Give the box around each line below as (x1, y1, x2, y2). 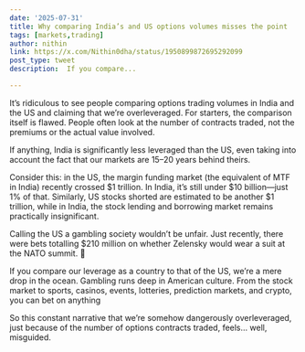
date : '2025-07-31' (9, 13, 84, 23)
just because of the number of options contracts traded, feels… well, (9, 322, 268, 333)
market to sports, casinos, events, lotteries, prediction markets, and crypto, (9, 284, 292, 295)
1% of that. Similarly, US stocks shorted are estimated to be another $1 (9, 191, 275, 202)
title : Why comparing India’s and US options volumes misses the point (9, 22, 288, 31)
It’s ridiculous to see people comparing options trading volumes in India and (9, 97, 295, 108)
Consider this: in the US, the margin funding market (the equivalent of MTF (9, 171, 290, 183)
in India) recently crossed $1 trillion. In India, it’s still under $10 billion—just (9, 181, 289, 192)
